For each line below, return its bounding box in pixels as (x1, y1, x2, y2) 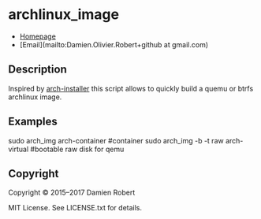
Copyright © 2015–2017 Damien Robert (8, 187, 136, 198)
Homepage (19, 32, 57, 41)
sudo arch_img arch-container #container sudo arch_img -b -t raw (8, 135, 224, 145)
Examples (8, 115, 58, 128)
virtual (8, 144, 29, 154)
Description (8, 63, 67, 76)
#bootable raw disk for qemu (30, 144, 125, 154)
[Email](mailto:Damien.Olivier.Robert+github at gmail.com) (19, 39, 209, 49)
